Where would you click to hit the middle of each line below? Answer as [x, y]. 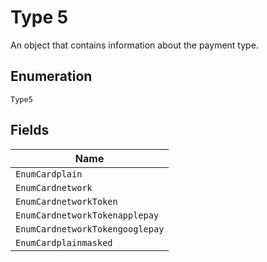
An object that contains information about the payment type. [134, 45]
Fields [30, 130]
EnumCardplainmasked [64, 242]
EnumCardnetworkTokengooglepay [90, 229]
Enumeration [51, 76]
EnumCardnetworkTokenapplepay [87, 215]
